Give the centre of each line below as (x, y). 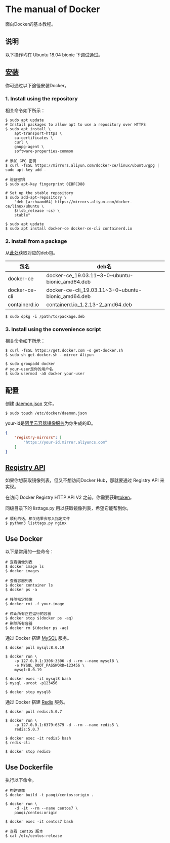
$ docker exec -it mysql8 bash (38, 679)
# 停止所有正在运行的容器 (28, 614)
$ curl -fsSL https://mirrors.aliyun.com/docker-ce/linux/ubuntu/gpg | (82, 165)
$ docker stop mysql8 (28, 692)
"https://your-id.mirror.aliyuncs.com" (66, 443)
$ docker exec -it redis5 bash (38, 739)
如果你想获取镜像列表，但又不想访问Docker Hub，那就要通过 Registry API (82, 481)
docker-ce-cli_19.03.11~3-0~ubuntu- (94, 290)
